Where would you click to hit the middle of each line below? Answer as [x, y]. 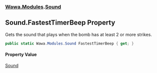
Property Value [21, 54]
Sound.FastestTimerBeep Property [60, 23]
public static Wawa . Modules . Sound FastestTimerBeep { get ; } [70, 43]
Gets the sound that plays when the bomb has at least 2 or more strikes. [78, 34]
